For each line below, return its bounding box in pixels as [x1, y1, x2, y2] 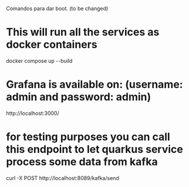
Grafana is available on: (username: [6, 78, 183, 91]
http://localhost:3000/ [6, 110, 60, 117]
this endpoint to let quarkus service [6, 143, 183, 156]
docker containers [6, 38, 98, 52]
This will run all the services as [6, 26, 160, 39]
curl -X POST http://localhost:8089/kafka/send [6, 174, 119, 181]
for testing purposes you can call [6, 130, 170, 144]
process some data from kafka [6, 155, 158, 169]
